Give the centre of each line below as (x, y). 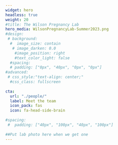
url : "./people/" (28, 96)
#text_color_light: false (42, 58)
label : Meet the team (33, 101)
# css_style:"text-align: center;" (45, 77)
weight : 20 (17, 20)
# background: (23, 39)
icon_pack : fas (26, 106)
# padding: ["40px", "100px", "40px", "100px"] (61, 125)
